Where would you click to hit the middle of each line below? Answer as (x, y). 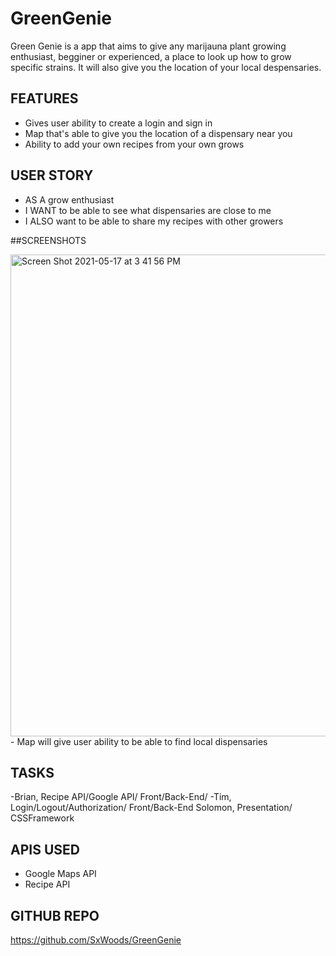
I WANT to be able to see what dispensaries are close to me (148, 210)
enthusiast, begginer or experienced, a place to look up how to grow (151, 56)
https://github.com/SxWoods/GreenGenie (96, 940)
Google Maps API (60, 874)
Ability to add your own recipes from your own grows (134, 144)
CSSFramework (42, 818)
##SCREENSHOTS (48, 240)
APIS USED (45, 849)
